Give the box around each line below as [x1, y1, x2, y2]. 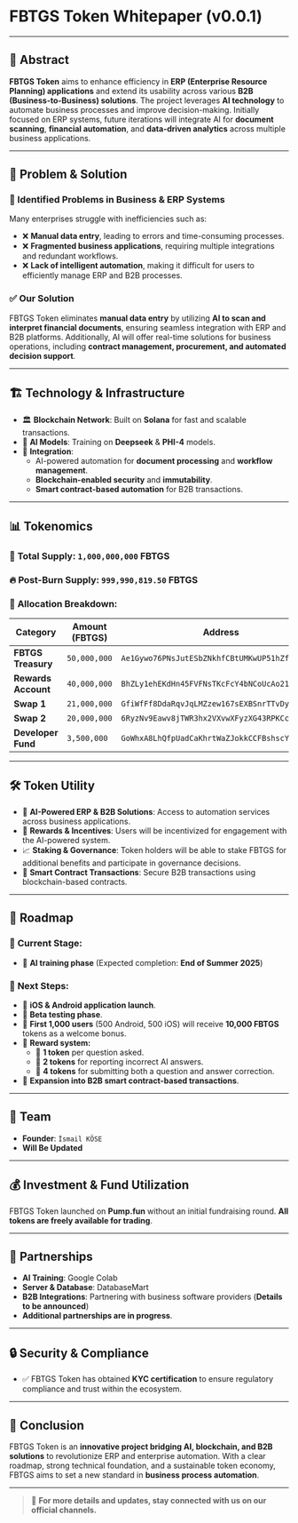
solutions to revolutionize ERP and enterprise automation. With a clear [9, 1450, 266, 1461]
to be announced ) [21, 1301, 90, 1312]
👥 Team [9, 1109, 51, 1125]
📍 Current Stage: [9, 937, 82, 950]
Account [13, 683, 51, 696]
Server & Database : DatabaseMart [21, 1282, 149, 1293]
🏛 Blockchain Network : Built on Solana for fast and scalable [21, 414, 247, 425]
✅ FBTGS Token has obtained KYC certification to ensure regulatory [21, 1374, 274, 1384]
